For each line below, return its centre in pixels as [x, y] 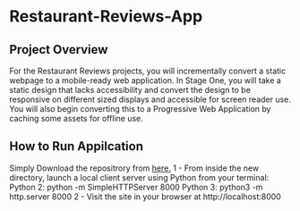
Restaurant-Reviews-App [106, 17]
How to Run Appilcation [76, 146]
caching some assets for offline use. [76, 118]
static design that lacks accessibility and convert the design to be [130, 90]
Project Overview [59, 50]
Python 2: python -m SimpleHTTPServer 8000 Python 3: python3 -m [136, 187]
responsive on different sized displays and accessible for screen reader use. [150, 99]
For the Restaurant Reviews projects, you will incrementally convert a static [148, 71]
